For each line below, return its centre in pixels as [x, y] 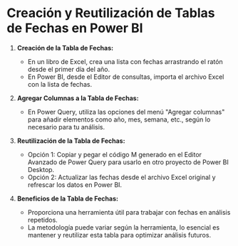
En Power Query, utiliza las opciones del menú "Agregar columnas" [126, 112]
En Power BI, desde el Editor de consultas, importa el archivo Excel [126, 77]
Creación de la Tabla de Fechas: [65, 48]
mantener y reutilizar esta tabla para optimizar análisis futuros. [119, 235]
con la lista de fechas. [60, 84]
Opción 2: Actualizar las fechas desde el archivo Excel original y [121, 177]
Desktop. [41, 169]
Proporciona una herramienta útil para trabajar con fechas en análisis [129, 212]
